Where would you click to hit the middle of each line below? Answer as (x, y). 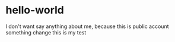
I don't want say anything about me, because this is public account (87, 26)
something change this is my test (46, 32)
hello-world (35, 10)
